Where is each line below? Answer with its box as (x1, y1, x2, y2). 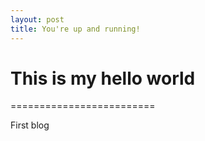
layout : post (10, 14, 65, 25)
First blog (10, 119, 50, 131)
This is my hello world (10, 67, 196, 90)
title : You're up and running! (10, 24, 141, 34)
